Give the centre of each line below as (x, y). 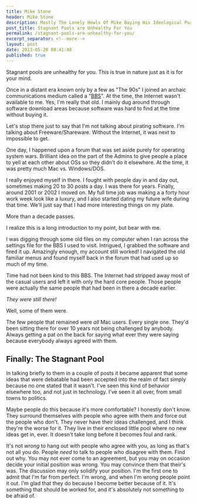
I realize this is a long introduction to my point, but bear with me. (84, 227)
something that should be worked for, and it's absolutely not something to (95, 490)
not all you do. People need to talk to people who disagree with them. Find (96, 452)
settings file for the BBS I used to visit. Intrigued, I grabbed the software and (98, 245)
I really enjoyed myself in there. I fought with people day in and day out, (92, 180)
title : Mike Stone (28, 11)
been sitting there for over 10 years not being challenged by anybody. (90, 328)
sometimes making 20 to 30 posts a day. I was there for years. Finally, (90, 186)
